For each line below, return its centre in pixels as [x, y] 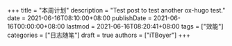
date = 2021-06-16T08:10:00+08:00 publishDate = [80, 18]
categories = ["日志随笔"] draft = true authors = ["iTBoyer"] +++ [99, 35]
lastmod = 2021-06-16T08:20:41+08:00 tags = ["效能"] [145, 26]
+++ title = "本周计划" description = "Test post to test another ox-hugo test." [116, 10]
